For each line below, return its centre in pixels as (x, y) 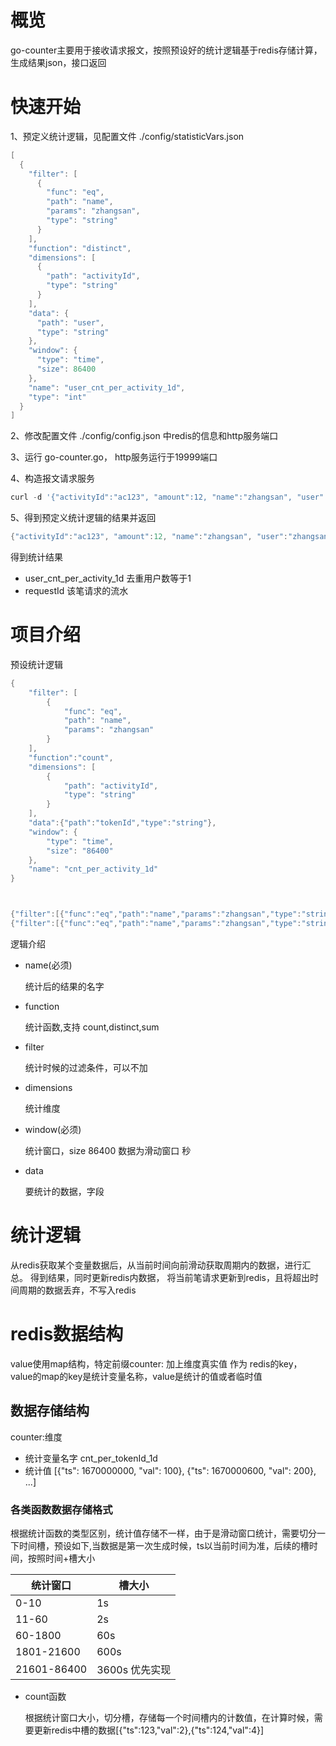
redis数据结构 (67, 1334)
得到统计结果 (36, 557)
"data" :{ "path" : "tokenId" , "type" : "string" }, (122, 823)
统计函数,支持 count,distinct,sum (92, 1027)
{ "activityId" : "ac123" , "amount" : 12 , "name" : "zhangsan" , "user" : (149, 537)
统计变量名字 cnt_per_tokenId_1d (91, 1458)
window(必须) (53, 1129)
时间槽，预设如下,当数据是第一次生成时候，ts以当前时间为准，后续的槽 (164, 1545)
